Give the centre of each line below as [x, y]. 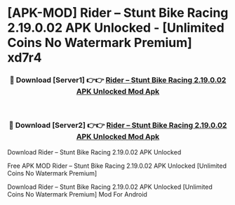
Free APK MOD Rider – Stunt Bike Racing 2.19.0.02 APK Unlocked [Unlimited [117, 166]
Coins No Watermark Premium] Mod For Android [77, 194]
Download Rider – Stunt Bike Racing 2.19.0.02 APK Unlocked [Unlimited [110, 187]
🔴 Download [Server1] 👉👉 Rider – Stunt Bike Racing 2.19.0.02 [118, 80]
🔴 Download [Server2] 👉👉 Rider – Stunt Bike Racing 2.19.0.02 [118, 126]
